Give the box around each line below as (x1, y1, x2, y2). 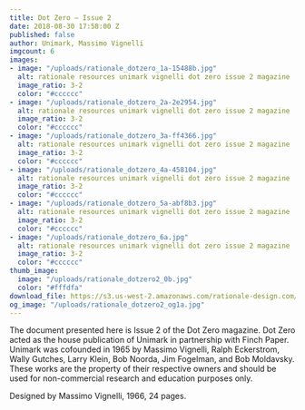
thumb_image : (9, 267, 59, 276)
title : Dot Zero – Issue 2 (9, 13, 112, 23)
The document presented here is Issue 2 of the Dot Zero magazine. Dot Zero (9, 325, 296, 336)
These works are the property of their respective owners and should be (9, 364, 277, 375)
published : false (9, 30, 75, 39)
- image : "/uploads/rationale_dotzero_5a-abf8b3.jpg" (9, 199, 218, 209)
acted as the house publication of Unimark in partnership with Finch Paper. (9, 335, 290, 346)
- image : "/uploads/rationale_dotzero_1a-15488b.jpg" (9, 64, 218, 73)
